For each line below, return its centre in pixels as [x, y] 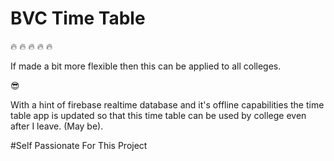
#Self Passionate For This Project [79, 145]
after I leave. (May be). [57, 126]
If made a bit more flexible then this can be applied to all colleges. [146, 66]
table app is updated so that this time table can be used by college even [158, 115]
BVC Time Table [78, 18]
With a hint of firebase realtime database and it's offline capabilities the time [167, 104]
